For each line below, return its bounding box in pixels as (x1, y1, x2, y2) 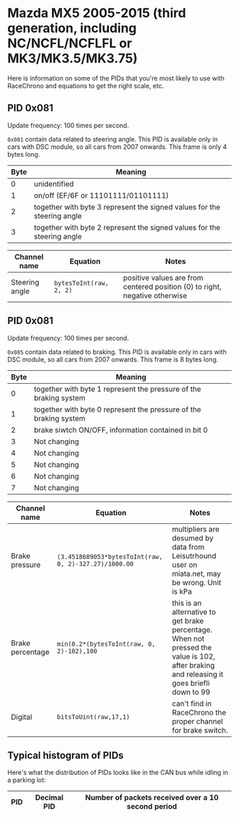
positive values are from (123, 273, 204, 283)
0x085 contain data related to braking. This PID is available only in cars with (7, 347, 227, 356)
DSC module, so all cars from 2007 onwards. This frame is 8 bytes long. (7, 355, 218, 364)
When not (171, 634, 205, 644)
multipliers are (171, 524, 220, 534)
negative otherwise (123, 290, 187, 300)
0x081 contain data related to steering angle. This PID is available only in (7, 135, 218, 143)
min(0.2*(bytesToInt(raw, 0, (56, 639, 156, 648)
